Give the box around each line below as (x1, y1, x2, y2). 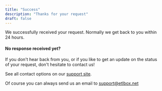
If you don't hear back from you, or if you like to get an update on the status (5, 56, 158, 62)
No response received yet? (5, 45, 61, 51)
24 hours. (5, 34, 24, 40)
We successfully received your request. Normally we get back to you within (5, 30, 157, 35)
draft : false (5, 16, 32, 21)
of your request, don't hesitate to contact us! (5, 61, 95, 67)
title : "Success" (5, 7, 40, 12)
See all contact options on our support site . (5, 71, 92, 76)
